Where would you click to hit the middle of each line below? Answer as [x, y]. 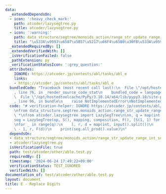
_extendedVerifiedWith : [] [37, 51]
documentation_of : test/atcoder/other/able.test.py [59, 175]
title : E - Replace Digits [33, 184]
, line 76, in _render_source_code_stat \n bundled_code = [78, 92]
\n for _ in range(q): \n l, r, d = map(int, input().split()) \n [84, 124]
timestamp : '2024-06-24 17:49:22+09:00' [52, 161]
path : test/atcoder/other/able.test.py [51, 152]
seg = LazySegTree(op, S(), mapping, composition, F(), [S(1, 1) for [87, 120]
